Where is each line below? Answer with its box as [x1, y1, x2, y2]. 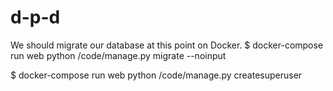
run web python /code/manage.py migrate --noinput [10, 49, 227, 61]
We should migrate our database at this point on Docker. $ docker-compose [10, 39, 324, 51]
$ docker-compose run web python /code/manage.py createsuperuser [10, 69, 303, 81]
